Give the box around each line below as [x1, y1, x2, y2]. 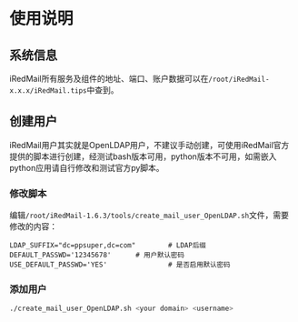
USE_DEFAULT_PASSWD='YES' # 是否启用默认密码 [9, 260, 231, 269]
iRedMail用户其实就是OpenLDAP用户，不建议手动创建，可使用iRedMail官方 [9, 139, 290, 150]
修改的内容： [9, 221, 57, 232]
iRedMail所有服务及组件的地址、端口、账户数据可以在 [9, 74, 209, 84]
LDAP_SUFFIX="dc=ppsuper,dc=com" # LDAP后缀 [9, 241, 206, 250]
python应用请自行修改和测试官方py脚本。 [9, 162, 165, 173]
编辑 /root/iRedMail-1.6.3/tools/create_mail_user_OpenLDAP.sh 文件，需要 [9, 210, 289, 221]
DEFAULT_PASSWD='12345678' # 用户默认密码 [9, 251, 184, 260]
